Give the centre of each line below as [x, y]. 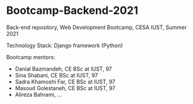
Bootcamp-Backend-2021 [72, 11]
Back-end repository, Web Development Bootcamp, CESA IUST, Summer [96, 27]
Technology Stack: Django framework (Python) [65, 45]
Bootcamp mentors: [31, 57]
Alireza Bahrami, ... [38, 94]
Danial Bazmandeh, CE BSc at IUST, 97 [63, 69]
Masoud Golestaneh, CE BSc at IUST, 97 [65, 88]
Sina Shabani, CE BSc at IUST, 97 [56, 75]
